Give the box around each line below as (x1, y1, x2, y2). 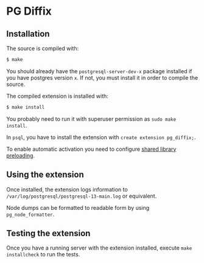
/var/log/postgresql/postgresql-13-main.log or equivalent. (6, 192, 157, 200)
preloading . (6, 151, 35, 159)
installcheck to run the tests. (6, 251, 80, 258)
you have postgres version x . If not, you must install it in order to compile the (6, 74, 199, 81)
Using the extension (6, 170, 84, 180)
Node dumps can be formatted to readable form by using (6, 204, 150, 211)
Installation (6, 29, 50, 39)
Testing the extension (6, 228, 91, 239)
